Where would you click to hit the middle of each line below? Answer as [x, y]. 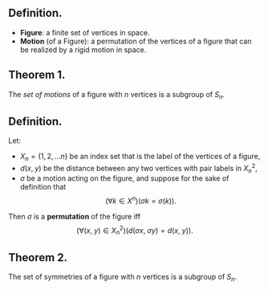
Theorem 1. [37, 75]
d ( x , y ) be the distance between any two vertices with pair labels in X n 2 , [139, 169]
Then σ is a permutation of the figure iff [75, 217]
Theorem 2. [38, 257]
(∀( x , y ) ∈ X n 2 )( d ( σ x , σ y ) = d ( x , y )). [135, 231]
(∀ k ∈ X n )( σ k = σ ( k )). [141, 200]
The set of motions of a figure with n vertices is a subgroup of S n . [117, 95]
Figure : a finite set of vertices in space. [85, 32]
